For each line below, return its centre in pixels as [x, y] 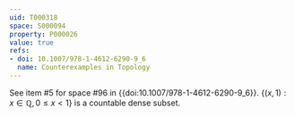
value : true [31, 42]
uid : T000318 [34, 17]
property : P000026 [43, 34]
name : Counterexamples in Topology [84, 68]
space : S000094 [38, 26]
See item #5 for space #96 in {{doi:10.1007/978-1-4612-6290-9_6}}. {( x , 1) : [148, 92]
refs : [19, 51]
